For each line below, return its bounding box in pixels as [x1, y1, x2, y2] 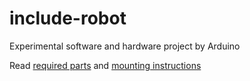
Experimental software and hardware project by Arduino [9, 40, 241, 52]
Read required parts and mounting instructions [9, 59, 202, 71]
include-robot [9, 7, 127, 30]
